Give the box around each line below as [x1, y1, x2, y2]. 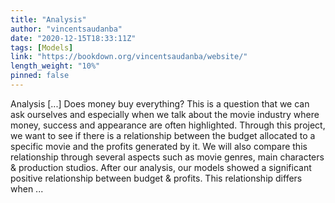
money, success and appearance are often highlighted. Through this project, [10, 119, 326, 131]
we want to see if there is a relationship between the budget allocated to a [10, 129, 316, 141]
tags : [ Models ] [10, 42, 74, 53]
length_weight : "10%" [10, 61, 101, 71]
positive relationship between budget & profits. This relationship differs [10, 172, 303, 184]
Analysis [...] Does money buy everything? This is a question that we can [10, 97, 310, 110]
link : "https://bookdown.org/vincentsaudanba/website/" [10, 52, 248, 62]
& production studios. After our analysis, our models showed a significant [10, 161, 312, 173]
